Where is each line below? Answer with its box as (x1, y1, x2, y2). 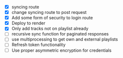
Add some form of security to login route (11, 15, 93, 21)
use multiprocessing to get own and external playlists (11, 36, 118, 42)
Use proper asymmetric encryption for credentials (11, 47, 112, 53)
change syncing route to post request (11, 10, 87, 15)
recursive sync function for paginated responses (11, 31, 109, 37)
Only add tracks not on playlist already (11, 26, 89, 32)
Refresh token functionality (11, 42, 66, 47)
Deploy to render (11, 20, 46, 26)
